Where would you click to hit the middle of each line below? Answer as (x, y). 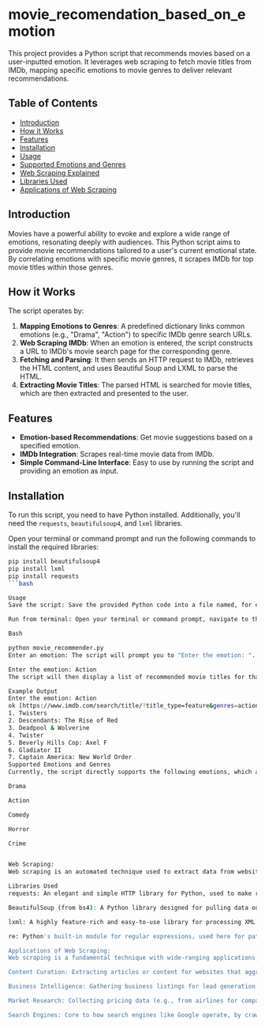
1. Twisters (28, 713)
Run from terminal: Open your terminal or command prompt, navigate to (128, 619)
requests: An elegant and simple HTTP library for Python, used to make (130, 893)
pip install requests (44, 576)
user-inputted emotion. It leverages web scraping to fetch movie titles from (130, 62)
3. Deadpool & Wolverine (49, 728)
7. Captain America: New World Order (70, 757)
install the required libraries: (54, 547)
